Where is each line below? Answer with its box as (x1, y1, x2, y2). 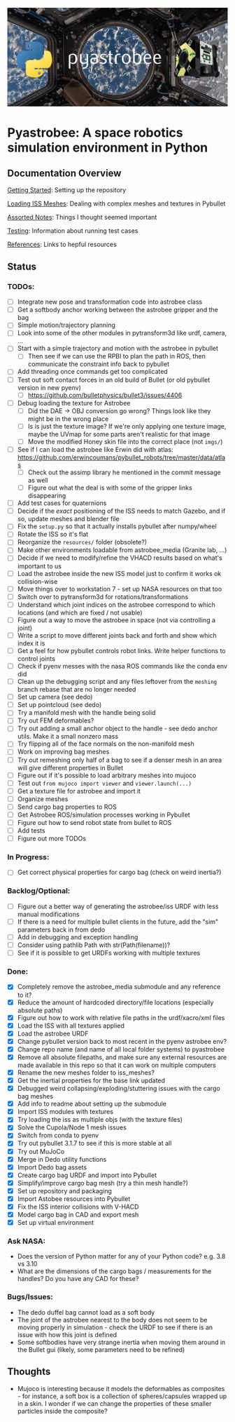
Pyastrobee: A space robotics (7, 124, 183, 140)
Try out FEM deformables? (17, 716, 94, 725)
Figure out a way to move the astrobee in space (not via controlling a (17, 615, 215, 624)
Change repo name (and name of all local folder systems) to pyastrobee (17, 1045, 225, 1053)
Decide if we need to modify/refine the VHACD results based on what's (17, 554, 222, 562)
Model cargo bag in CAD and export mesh (17, 1211, 139, 1219)
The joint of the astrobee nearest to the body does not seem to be (17, 1315, 208, 1324)
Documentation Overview (7, 168, 122, 179)
